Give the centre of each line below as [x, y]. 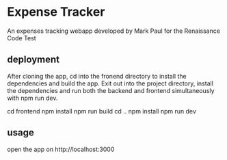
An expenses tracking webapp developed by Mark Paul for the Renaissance [114, 31]
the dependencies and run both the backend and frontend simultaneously [111, 90]
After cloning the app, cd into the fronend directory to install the [97, 76]
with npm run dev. [32, 98]
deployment [34, 60]
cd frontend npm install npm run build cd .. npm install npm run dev [102, 111]
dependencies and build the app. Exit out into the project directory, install [110, 83]
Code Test [22, 38]
